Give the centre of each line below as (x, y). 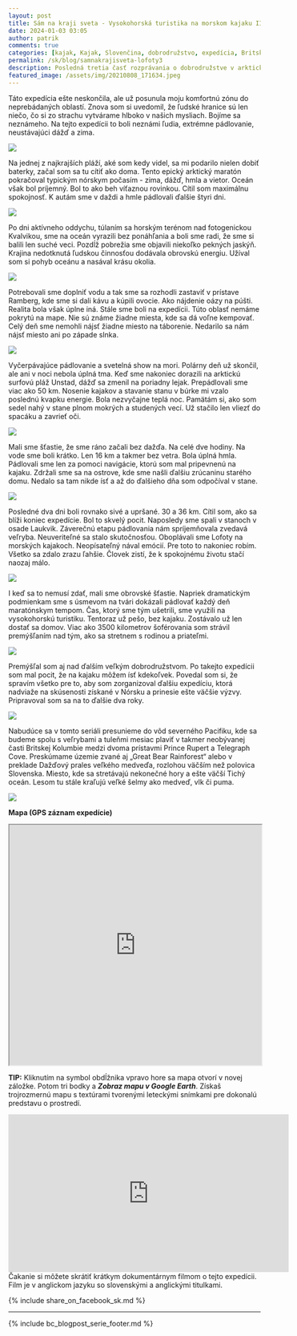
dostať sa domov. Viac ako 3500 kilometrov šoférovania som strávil (119, 627)
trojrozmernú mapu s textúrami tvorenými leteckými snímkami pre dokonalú (133, 1094)
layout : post (30, 16)
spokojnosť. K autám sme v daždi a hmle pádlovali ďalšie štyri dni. (117, 196)
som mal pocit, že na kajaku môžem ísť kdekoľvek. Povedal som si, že (123, 675)
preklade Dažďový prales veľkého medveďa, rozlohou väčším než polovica (132, 765)
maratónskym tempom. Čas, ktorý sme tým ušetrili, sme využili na (117, 610)
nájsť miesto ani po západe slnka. (63, 334)
